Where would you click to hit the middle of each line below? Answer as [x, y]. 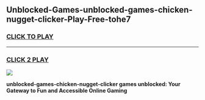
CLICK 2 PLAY [27, 59]
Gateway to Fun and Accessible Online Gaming [67, 90]
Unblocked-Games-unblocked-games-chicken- [100, 10]
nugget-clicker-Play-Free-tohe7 [69, 20]
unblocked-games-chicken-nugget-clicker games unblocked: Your [94, 84]
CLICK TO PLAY [30, 37]
